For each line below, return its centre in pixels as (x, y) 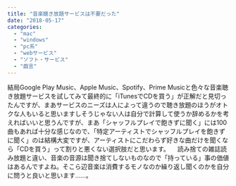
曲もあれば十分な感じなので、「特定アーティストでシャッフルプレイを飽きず (116, 131)
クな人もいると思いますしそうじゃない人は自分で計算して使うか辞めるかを (115, 113)
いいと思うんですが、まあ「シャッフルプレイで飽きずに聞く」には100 (126, 122)
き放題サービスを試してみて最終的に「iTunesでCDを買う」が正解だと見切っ (117, 96)
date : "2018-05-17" (36, 20)
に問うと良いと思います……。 (50, 175)
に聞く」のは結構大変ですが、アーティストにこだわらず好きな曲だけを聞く (115, 140)
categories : (25, 27)
